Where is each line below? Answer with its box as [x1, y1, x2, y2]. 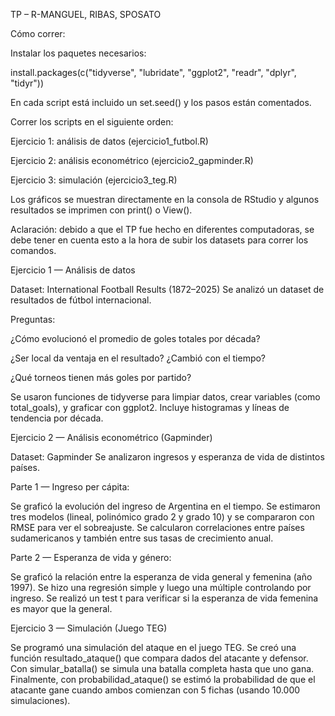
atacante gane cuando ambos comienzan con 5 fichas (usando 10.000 [10, 684, 301, 696]
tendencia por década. [10, 412, 104, 424]
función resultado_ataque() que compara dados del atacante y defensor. [10, 652, 309, 664]
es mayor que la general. [10, 603, 113, 614]
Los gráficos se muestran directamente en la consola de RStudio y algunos [10, 194, 320, 205]
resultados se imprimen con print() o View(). [10, 204, 193, 216]
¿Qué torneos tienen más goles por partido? [10, 372, 192, 383]
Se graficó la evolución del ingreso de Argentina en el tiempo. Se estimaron [10, 500, 321, 512]
